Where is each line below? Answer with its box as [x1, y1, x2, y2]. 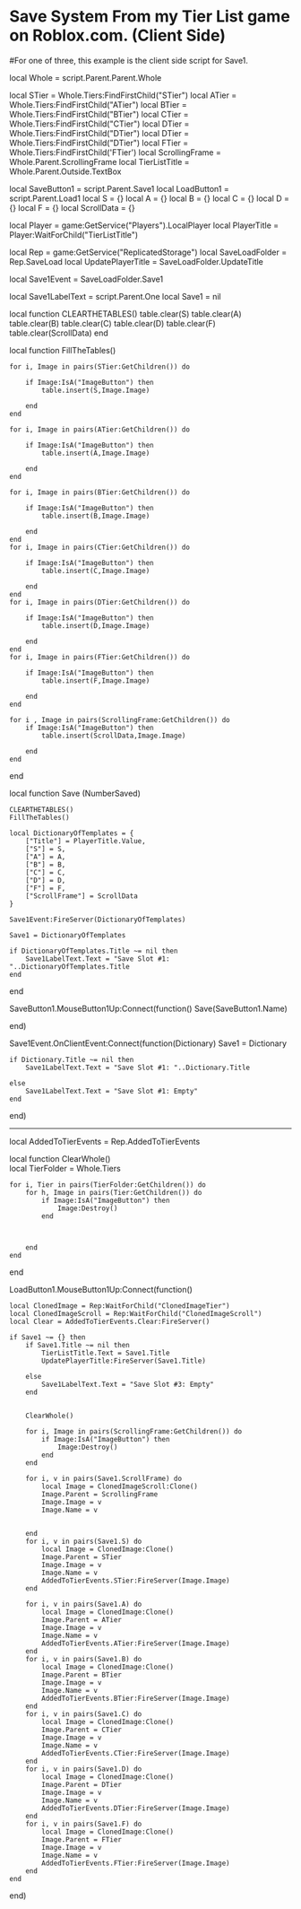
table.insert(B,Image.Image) [41, 511, 150, 520]
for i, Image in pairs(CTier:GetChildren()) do [9, 543, 191, 552]
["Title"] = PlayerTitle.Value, [25, 836, 146, 845]
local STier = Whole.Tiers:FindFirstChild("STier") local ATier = [9, 90, 237, 100]
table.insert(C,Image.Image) [41, 566, 150, 575]
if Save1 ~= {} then [9, 1332, 87, 1342]
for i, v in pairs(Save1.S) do [25, 1537, 142, 1546]
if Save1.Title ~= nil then [25, 1340, 130, 1349]
